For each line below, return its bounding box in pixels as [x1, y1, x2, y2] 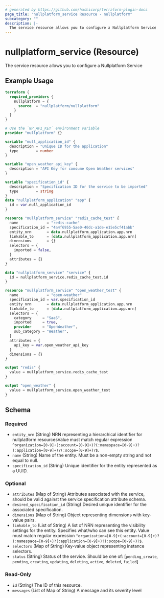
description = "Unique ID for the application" [9, 144, 109, 149]
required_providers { [9, 94, 54, 99]
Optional [5, 480, 26, 487]
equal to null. [12, 458, 39, 463]
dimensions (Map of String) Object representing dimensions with [12, 512, 142, 518]
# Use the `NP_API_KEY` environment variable [5, 126, 99, 131]
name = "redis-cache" [9, 220, 80, 225]
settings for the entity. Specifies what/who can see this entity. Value [12, 528, 149, 533]
